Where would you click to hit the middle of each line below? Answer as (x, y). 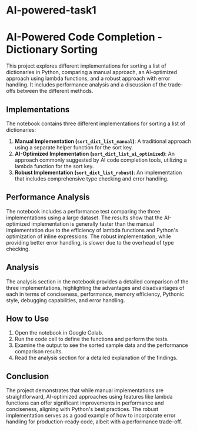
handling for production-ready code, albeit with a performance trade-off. (94, 422)
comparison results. (39, 352)
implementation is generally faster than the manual (93, 223)
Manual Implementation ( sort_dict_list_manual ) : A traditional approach (103, 141)
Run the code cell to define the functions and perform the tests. (91, 339)
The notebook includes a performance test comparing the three (83, 211)
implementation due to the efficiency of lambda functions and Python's (92, 230)
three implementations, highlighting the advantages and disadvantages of (95, 288)
